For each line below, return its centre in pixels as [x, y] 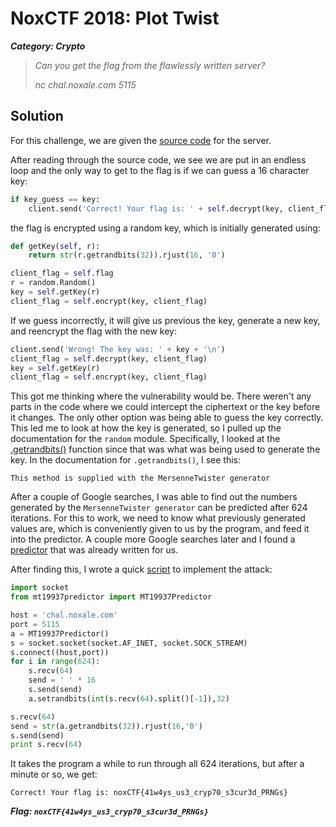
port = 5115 [35, 624]
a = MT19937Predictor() [60, 633]
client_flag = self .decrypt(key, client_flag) [109, 358]
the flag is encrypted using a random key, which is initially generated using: [165, 228]
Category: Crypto [48, 46]
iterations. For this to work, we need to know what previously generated [158, 518]
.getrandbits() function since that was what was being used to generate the [165, 449]
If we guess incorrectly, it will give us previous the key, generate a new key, [165, 320]
